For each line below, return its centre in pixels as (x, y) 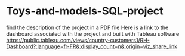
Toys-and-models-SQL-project (85, 11)
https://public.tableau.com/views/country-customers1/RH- (78, 40)
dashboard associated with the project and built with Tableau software (93, 33)
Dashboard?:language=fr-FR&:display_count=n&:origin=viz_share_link (92, 46)
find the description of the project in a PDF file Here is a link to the (87, 27)
